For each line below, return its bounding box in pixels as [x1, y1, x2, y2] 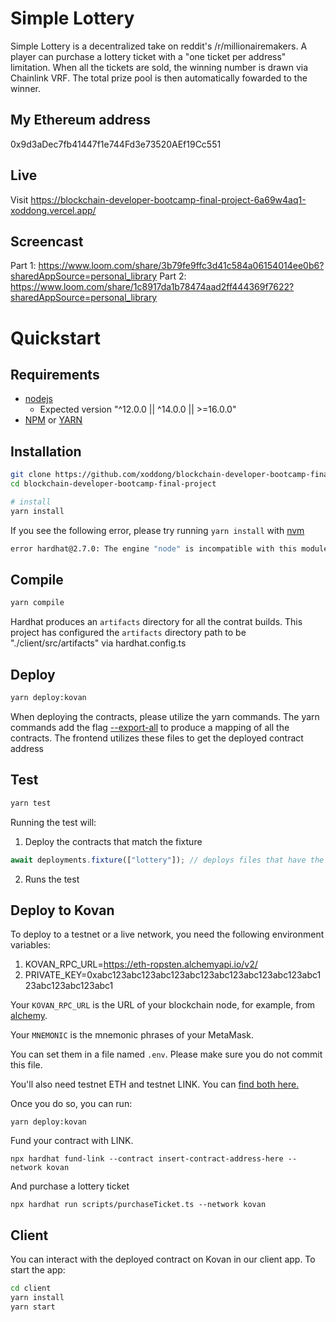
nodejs [24, 393, 53, 405]
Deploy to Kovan [10, 902, 115, 919]
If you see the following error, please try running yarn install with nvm [10, 524, 305, 536]
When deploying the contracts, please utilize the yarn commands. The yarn [10, 710, 320, 722]
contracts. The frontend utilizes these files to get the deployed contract [10, 732, 304, 744]
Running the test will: [10, 816, 97, 828]
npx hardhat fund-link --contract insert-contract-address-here [10, 1154, 284, 1164]
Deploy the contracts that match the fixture [24, 835, 203, 847]
